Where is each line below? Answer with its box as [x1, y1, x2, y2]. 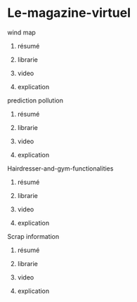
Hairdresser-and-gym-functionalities [7, 164, 114, 173]
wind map [7, 28, 37, 37]
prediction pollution [7, 96, 63, 105]
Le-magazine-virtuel [7, 5, 131, 21]
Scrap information [7, 232, 60, 240]
